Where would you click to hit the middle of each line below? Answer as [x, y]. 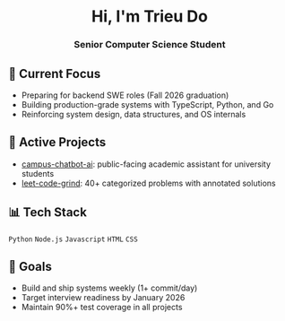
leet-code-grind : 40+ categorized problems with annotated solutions [148, 183]
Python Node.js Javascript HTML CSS [73, 239]
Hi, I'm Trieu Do [150, 17]
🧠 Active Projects [57, 142]
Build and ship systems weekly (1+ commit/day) [109, 288]
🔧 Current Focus [55, 74]
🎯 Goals [30, 266]
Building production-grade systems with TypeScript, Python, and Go [147, 104]
